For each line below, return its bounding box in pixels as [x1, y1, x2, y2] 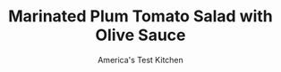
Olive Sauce [95, 25, 186, 45]
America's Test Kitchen [97, 54, 184, 65]
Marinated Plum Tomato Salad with [7, 6, 274, 27]
